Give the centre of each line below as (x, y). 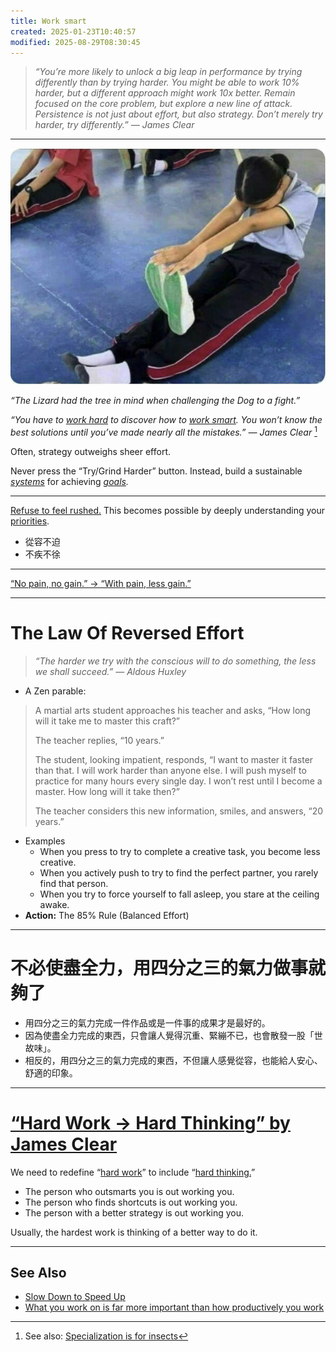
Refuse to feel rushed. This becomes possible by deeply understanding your (168, 510)
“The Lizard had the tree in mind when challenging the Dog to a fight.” (155, 401)
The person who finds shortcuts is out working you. (131, 1202)
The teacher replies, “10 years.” (99, 740)
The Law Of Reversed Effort (127, 632)
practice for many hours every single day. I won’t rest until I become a (178, 781)
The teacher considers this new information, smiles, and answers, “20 (179, 811)
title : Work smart (48, 21)
